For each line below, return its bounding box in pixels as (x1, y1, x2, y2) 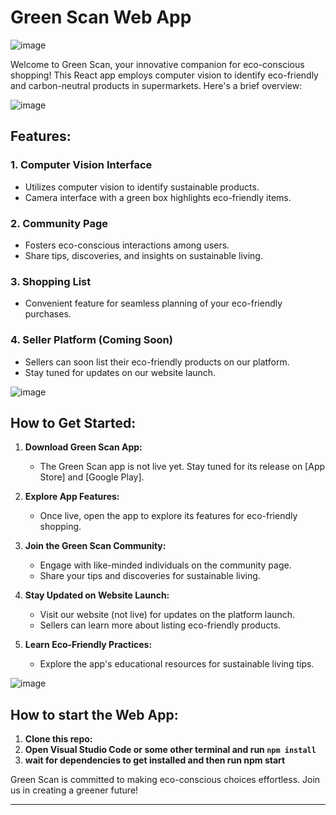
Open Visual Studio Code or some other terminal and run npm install (24, 744, 317, 756)
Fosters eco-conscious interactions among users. (24, 239, 230, 251)
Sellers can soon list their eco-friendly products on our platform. (24, 356, 290, 368)
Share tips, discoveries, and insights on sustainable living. (24, 249, 263, 261)
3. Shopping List (10, 274, 92, 288)
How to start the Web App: (10, 706, 179, 723)
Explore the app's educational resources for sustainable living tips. (39, 658, 315, 670)
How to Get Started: (10, 414, 137, 431)
